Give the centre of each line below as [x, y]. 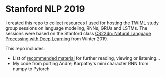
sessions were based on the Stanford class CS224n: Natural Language [78, 33]
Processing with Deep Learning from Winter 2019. [57, 39]
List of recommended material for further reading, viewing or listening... [86, 58]
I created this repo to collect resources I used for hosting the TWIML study [82, 23]
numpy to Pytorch [31, 69]
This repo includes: [25, 48]
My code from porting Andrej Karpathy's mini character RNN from [80, 63]
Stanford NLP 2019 [45, 9]
